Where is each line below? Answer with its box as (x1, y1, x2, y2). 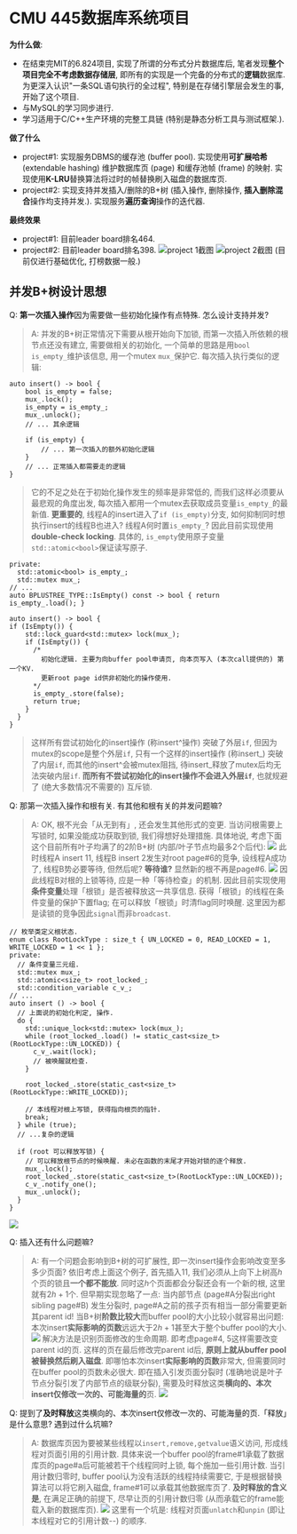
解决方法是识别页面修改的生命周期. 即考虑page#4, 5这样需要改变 (42, 1333, 278, 1344)
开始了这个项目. (21, 91, 80, 102)
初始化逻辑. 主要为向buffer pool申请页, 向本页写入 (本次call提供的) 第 (41, 655, 285, 664)
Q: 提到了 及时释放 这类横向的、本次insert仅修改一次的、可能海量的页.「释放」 (9, 1407, 288, 1418)
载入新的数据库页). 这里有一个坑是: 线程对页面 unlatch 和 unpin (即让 (30, 1504, 285, 1514)
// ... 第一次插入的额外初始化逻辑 (41, 445, 155, 454)
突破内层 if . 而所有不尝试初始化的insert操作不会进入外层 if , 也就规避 (38, 770, 288, 781)
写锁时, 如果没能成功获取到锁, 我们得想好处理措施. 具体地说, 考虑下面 (30, 830, 282, 840)
